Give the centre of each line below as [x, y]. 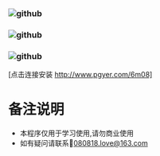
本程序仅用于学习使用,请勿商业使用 [76, 133]
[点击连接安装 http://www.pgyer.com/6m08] [80, 75]
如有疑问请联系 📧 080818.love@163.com [84, 143]
